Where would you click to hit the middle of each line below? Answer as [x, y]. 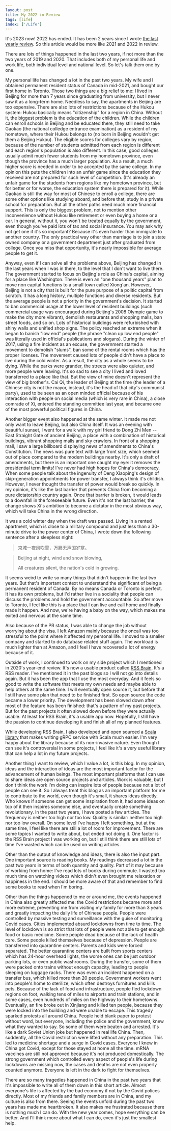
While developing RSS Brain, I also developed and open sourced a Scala [81, 732]
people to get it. [22, 253]
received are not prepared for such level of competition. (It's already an [80, 178]
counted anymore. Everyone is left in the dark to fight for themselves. [78, 1070]
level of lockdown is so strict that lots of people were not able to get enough [85, 929]
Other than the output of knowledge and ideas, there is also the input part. [83, 854]
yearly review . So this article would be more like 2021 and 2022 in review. [82, 44]
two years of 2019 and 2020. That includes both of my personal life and [80, 60]
